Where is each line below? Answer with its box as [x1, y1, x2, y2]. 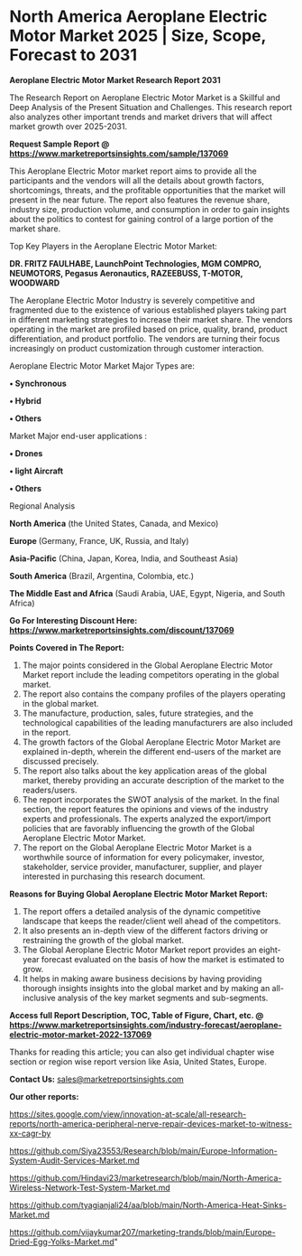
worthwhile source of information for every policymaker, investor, [22, 851, 265, 862]
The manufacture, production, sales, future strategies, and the [22, 708, 254, 718]
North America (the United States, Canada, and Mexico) [9, 518, 219, 529]
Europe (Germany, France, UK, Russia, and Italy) [9, 535, 189, 546]
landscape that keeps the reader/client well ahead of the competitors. [22, 915, 281, 926]
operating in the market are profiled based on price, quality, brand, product [9, 323, 288, 334]
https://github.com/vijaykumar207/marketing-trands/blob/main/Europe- [9, 1226, 277, 1237]
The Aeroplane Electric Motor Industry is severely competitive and [9, 295, 255, 305]
